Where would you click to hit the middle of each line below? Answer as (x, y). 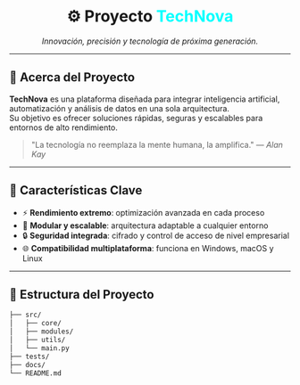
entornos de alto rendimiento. (64, 127)
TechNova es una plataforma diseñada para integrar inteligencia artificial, (145, 99)
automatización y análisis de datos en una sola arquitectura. (120, 108)
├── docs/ (28, 365)
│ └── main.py (39, 348)
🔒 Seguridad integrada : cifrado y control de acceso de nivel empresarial (156, 235)
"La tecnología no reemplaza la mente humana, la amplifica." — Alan (157, 144)
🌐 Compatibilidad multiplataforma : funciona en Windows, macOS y (148, 248)
